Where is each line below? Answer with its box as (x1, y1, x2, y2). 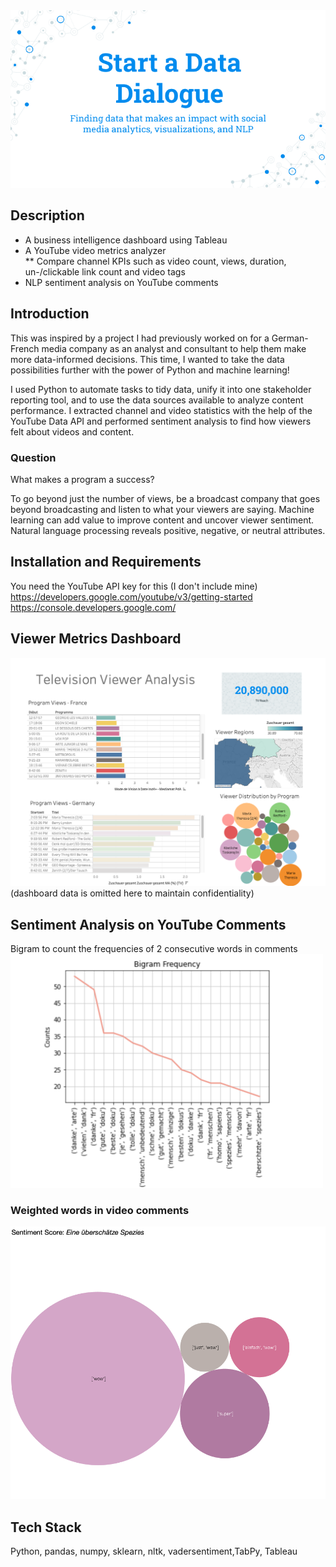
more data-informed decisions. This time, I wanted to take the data (10, 353, 285, 365)
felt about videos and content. (10, 425, 135, 438)
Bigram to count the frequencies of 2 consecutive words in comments (10, 943, 298, 955)
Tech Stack (10, 1519, 82, 1536)
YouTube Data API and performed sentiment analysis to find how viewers (10, 415, 312, 427)
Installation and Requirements (10, 554, 202, 571)
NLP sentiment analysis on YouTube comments (24, 276, 219, 288)
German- (271, 332, 309, 344)
